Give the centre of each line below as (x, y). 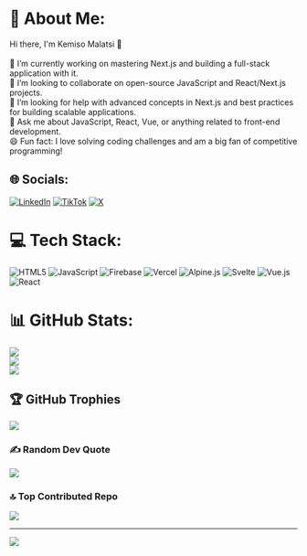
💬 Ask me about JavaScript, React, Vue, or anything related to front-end (145, 122)
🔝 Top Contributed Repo (64, 496)
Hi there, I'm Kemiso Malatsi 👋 (66, 44)
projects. (26, 92)
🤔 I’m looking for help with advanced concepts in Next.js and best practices (152, 102)
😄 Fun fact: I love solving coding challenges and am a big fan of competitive (153, 141)
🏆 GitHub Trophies (65, 400)
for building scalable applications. (73, 112)
